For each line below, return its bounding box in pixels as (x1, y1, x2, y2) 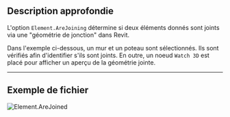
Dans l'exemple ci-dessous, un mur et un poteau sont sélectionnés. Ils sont (7, 44, 219, 52)
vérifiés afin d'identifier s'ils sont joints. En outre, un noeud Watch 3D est (7, 51, 210, 59)
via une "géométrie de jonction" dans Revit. (7, 31, 130, 39)
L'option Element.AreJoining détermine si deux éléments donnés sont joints (7, 23, 220, 31)
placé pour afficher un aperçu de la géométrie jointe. (7, 58, 156, 67)
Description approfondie (7, 5, 114, 17)
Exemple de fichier (7, 84, 89, 96)
